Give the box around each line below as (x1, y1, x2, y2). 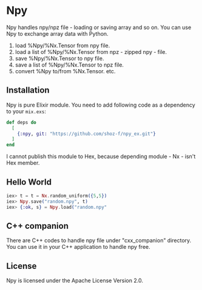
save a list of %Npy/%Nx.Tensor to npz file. (15, 61, 124, 68)
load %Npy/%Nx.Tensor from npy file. (15, 42, 110, 49)
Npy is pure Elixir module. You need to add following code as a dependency (6, 101, 195, 108)
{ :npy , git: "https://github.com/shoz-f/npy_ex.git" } (17, 131, 156, 137)
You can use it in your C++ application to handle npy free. (6, 243, 150, 251)
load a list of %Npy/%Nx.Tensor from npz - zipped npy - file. (15, 48, 167, 55)
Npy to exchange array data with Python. (6, 30, 109, 37)
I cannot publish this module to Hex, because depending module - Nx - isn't (6, 153, 196, 160)
